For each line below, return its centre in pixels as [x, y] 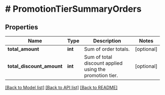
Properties [22, 27]
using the [95, 69]
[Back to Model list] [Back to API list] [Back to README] [61, 87]
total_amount [23, 49]
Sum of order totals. [107, 49]
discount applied [103, 63]
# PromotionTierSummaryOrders [73, 9]
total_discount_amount [35, 66]
